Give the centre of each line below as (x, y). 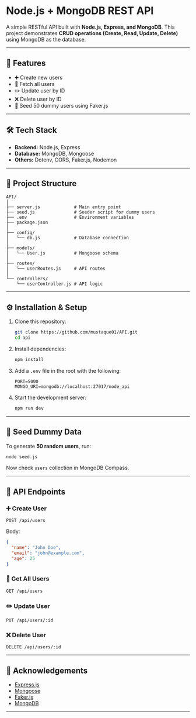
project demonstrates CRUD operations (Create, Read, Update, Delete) (92, 33)
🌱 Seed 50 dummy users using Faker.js (61, 105)
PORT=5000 (27, 382)
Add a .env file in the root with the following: (68, 370)
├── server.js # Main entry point (64, 207)
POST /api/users (26, 521)
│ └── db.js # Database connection (68, 238)
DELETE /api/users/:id (34, 647)
